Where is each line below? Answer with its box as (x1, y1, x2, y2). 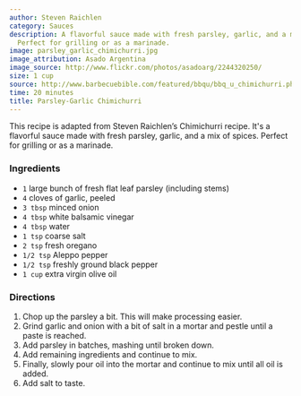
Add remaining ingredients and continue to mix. (21, 349, 198, 359)
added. (21, 368, 49, 379)
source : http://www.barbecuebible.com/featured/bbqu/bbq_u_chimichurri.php (9, 80, 298, 89)
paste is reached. (21, 330, 87, 340)
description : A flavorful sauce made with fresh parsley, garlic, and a (9, 30, 287, 39)
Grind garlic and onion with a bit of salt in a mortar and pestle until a (21, 320, 273, 331)
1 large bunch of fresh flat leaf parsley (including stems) (21, 183, 230, 194)
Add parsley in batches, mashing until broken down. (21, 340, 215, 350)
